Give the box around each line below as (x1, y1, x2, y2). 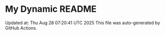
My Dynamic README (5, 3, 97, 15)
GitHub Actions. (5, 25, 37, 31)
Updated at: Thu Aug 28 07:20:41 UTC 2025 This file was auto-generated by (5, 20, 161, 26)
